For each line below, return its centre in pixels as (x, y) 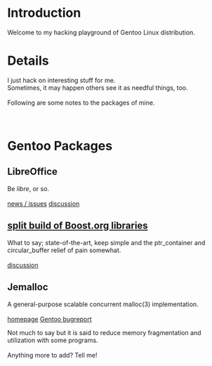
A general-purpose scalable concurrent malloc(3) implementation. (103, 304)
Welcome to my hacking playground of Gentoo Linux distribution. (101, 32)
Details (28, 61)
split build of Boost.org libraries (78, 226)
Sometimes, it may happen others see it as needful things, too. (98, 87)
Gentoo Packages (60, 146)
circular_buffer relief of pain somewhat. (64, 250)
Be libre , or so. (28, 188)
